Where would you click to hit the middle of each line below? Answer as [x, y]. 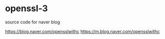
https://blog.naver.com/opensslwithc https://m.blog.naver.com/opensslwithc [82, 31]
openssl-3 [27, 9]
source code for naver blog [33, 22]
